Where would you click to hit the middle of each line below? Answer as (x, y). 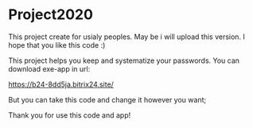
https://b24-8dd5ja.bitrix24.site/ (61, 84)
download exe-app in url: (49, 68)
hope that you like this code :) (57, 45)
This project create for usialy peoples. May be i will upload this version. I (127, 37)
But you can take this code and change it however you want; (107, 99)
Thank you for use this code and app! (70, 115)
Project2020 (51, 15)
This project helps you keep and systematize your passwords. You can (124, 60)
